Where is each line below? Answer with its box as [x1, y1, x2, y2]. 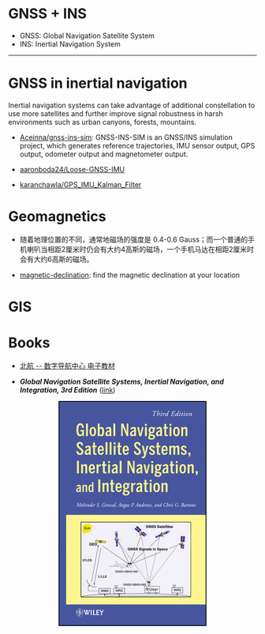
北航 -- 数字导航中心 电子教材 [19, 361, 116, 370]
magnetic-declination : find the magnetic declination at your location [19, 270, 241, 279]
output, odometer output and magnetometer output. [19, 149, 188, 159]
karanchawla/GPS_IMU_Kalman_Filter [19, 179, 142, 189]
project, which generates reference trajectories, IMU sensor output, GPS [19, 141, 256, 150]
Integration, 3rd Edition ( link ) [19, 385, 116, 395]
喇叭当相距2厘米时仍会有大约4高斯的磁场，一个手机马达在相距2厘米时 [26, 244, 254, 253]
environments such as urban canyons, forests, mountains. [8, 117, 197, 126]
